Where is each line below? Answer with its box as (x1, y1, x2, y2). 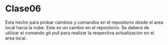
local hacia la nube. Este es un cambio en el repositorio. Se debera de (5, 24, 149, 30)
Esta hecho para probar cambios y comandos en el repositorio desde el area (5, 19, 163, 25)
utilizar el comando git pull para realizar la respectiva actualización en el (5, 30, 154, 36)
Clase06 (5, 3, 41, 14)
